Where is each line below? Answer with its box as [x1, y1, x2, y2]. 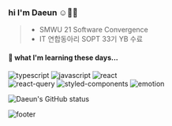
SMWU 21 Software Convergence [39, 25, 148, 35]
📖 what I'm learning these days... [8, 53, 118, 62]
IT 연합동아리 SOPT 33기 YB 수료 [39, 35, 144, 44]
